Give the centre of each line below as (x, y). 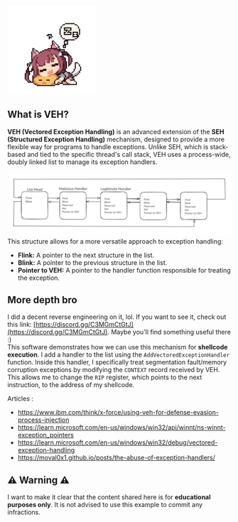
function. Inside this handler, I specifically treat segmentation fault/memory (117, 362)
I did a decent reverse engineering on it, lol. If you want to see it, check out (117, 317)
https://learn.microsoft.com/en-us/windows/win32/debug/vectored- (118, 442)
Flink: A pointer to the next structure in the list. (86, 255)
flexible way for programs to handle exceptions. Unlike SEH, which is (108, 146)
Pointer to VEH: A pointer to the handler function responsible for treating (124, 270)
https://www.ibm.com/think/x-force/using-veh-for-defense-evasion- (118, 413)
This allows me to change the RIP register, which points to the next (105, 377)
